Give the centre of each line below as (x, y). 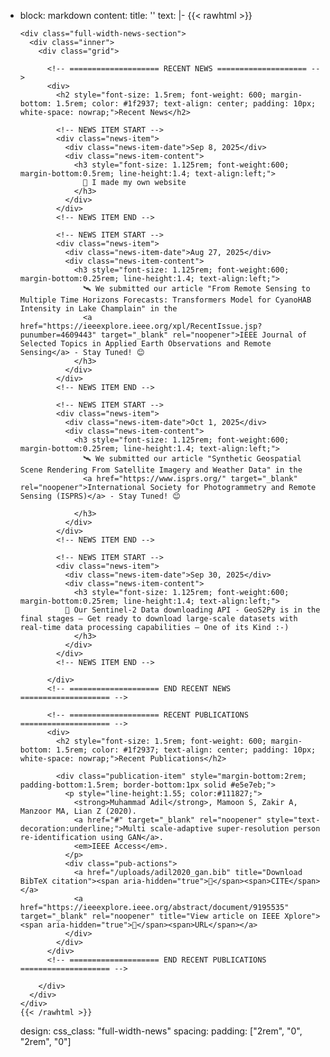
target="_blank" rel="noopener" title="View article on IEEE (150, 916)
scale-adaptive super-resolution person (235, 829)
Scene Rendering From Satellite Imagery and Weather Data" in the (161, 470)
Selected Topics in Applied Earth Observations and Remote (145, 344)
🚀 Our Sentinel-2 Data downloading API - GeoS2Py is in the (192, 610)
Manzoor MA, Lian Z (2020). (78, 811)
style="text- (293, 820)
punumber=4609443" (58, 335)
